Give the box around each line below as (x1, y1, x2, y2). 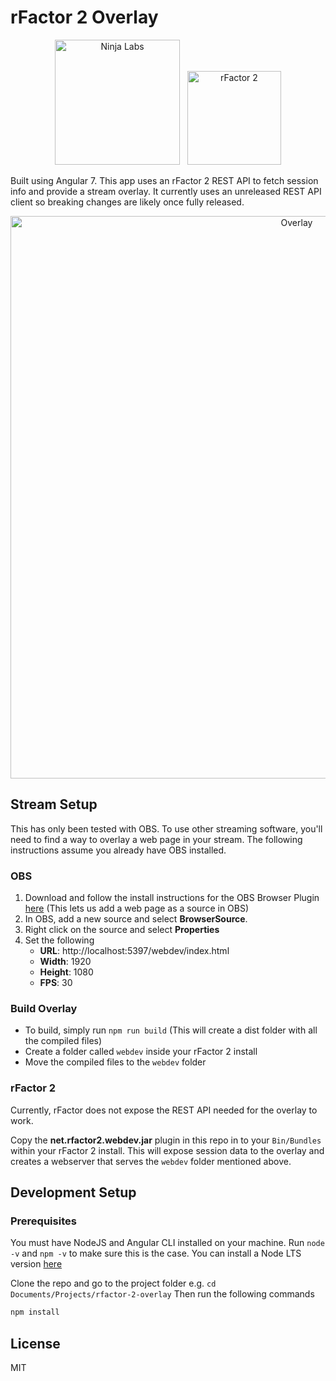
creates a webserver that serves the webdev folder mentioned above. (10, 1155, 292, 1167)
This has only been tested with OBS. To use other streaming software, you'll (10, 822, 323, 835)
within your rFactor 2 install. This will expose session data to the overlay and (10, 1144, 325, 1156)
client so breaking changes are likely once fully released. (10, 196, 245, 208)
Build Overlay (10, 1001, 78, 1015)
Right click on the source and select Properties (24, 924, 220, 936)
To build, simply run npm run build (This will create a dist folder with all (24, 1024, 318, 1036)
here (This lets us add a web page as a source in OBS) (24, 902, 250, 915)
